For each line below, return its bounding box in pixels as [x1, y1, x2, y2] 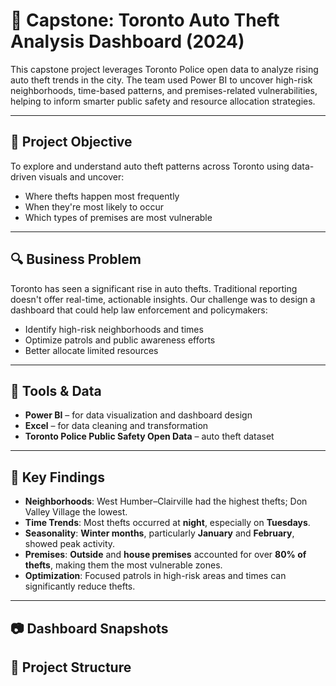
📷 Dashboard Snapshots [10, 620, 169, 637]
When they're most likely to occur [24, 200, 165, 213]
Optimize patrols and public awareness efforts [24, 334, 216, 346]
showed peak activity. [24, 538, 116, 550]
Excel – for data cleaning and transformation [24, 420, 209, 432]
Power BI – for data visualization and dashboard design [24, 409, 253, 421]
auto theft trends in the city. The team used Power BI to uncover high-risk [10, 74, 313, 86]
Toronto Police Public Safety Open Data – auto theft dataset [24, 430, 275, 443]
